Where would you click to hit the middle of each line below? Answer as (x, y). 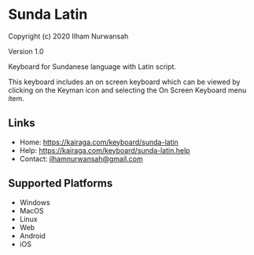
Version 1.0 (26, 51)
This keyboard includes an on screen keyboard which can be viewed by (124, 82)
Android (32, 235)
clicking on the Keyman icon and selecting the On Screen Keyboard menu (127, 90)
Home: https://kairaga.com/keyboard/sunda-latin (99, 142)
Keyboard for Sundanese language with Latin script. (92, 66)
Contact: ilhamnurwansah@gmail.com (81, 158)
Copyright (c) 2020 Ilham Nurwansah (68, 36)
